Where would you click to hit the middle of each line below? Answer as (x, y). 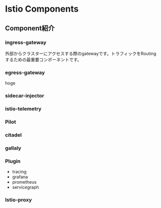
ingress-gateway (26, 42)
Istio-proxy (19, 200)
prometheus (24, 182)
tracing (19, 172)
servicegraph (25, 187)
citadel (13, 135)
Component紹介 (30, 28)
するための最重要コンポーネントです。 (43, 59)
